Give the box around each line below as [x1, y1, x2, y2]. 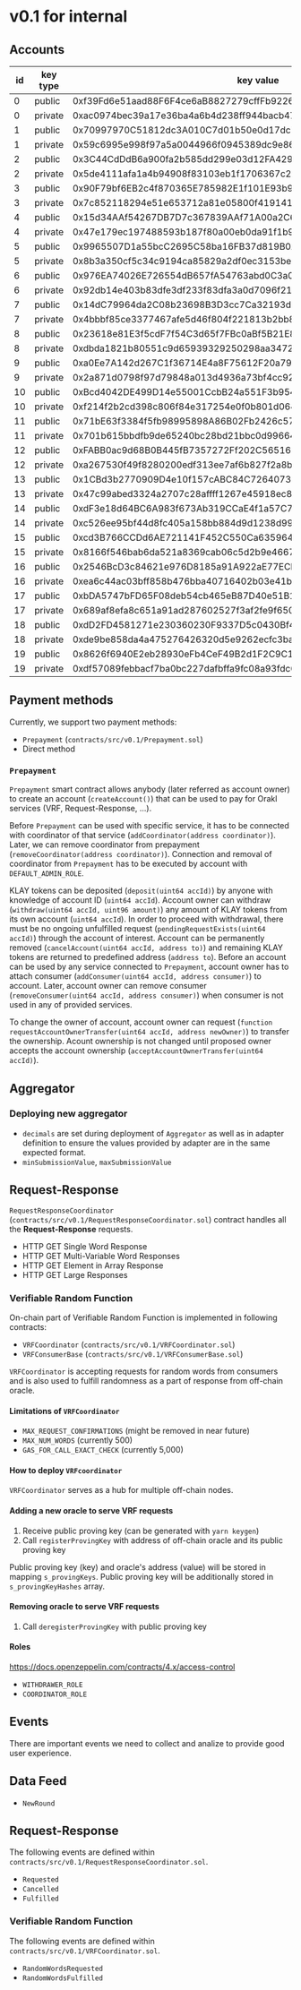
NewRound [21, 1798, 56, 1808]
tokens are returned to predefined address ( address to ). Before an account [9, 952, 287, 963]
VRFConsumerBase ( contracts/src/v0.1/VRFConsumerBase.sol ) [21, 1348, 244, 1359]
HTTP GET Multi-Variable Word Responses [21, 1250, 181, 1261]
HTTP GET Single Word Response [21, 1240, 148, 1251]
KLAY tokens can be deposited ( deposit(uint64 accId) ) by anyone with [9, 885, 273, 896]
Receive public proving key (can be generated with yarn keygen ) [21, 1525, 260, 1536]
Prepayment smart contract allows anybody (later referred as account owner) [9, 784, 291, 794]
